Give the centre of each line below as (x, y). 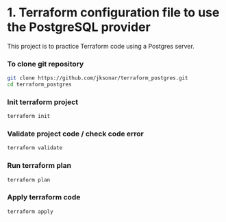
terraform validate (35, 148)
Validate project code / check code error (75, 134)
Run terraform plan (39, 166)
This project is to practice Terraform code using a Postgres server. (101, 46)
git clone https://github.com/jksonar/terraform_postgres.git (98, 78)
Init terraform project (43, 102)
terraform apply (30, 211)
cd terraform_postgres (39, 85)
